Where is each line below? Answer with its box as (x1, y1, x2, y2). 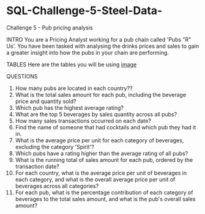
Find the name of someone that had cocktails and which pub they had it (15, 123, 196, 131)
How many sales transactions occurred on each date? (15, 117, 152, 124)
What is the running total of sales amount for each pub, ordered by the (15, 156, 193, 163)
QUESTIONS (6, 72, 38, 80)
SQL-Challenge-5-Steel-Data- (6, 4, 163, 18)
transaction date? (15, 162, 59, 170)
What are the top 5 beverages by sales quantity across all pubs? (15, 110, 177, 118)
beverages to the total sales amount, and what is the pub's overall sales (15, 195, 196, 202)
